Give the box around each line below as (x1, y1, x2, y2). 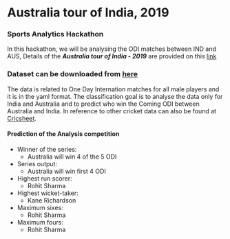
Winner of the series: (17, 145, 77, 153)
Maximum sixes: (17, 203, 63, 212)
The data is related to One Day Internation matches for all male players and (7, 84, 220, 93)
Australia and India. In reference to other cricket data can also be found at (7, 106, 217, 115)
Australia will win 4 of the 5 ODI (27, 152, 117, 161)
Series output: (17, 159, 57, 168)
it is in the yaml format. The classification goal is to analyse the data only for (7, 92, 223, 100)
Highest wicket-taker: (17, 189, 79, 197)
